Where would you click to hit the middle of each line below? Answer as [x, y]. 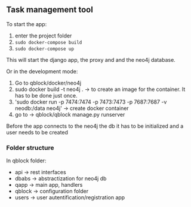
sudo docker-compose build [48, 42]
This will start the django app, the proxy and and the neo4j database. [91, 59]
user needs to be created [37, 132]
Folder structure [30, 148]
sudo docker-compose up [44, 49]
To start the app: [27, 24]
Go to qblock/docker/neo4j [48, 83]
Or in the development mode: [42, 71]
